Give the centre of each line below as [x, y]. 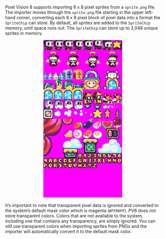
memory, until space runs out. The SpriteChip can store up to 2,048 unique [82, 28]
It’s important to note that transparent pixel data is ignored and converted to [82, 205]
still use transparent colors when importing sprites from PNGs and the [76, 226]
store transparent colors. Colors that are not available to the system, [74, 216]
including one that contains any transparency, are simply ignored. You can [80, 221]
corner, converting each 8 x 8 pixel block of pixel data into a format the [88, 17]
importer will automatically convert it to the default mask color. [68, 231]
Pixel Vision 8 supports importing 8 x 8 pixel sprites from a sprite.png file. [81, 7]
